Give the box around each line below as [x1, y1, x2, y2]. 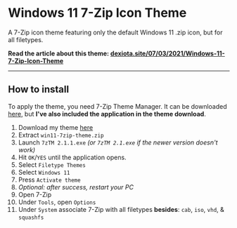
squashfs [18, 214, 44, 221]
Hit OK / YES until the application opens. [18, 153, 127, 161]
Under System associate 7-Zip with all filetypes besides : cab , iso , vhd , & [18, 205, 224, 213]
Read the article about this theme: [8, 49, 110, 58]
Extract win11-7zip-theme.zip [18, 130, 104, 139]
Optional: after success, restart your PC [18, 182, 134, 191]
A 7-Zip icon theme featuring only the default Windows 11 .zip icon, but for [8, 28, 224, 36]
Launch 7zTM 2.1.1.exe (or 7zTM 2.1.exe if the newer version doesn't [18, 138, 218, 147]
